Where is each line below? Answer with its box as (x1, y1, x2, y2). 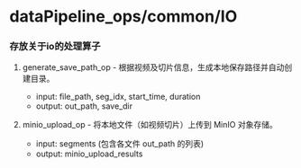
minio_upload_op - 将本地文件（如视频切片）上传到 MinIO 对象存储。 (22, 119, 278, 130)
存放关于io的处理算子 (9, 40, 101, 53)
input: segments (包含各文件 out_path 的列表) (35, 138, 205, 149)
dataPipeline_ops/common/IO (9, 6, 238, 27)
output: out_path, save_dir (35, 101, 133, 111)
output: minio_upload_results (35, 148, 143, 159)
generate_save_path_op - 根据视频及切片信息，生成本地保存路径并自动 (22, 62, 285, 73)
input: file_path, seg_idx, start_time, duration (35, 92, 201, 102)
